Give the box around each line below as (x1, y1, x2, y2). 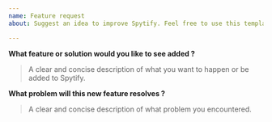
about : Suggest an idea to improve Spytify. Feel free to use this (8, 19, 241, 27)
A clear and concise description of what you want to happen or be (28, 64, 249, 74)
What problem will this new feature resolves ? (8, 88, 166, 98)
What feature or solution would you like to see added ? (8, 48, 196, 58)
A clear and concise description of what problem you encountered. (28, 104, 253, 114)
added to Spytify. (28, 73, 87, 82)
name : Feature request (8, 11, 85, 20)
